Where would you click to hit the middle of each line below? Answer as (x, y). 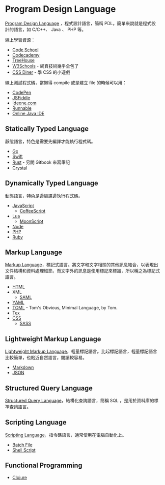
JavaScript (23, 206)
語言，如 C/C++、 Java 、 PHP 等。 (50, 29)
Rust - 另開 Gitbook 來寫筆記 (41, 162)
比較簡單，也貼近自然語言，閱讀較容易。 (46, 358)
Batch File (22, 445)
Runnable (22, 108)
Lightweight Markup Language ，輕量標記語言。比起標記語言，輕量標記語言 (81, 351)
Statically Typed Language (47, 129)
